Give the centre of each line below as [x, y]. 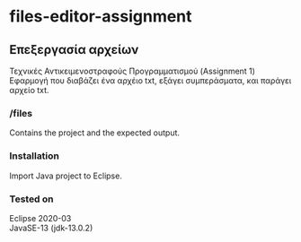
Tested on [31, 199]
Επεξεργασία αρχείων [74, 50]
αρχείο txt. [29, 90]
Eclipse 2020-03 [40, 218]
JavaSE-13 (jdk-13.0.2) [51, 228]
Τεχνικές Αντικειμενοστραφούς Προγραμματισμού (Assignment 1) [133, 71]
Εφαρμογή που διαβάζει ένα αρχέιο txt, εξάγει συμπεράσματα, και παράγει [150, 81]
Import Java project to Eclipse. [66, 176]
